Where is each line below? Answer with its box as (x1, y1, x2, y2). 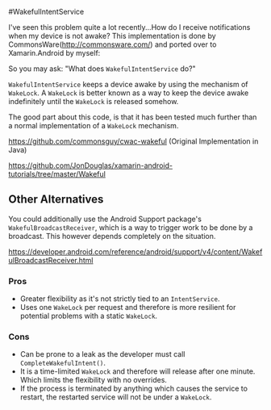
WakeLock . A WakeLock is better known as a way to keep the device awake (8, 88, 249, 98)
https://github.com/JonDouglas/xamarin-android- (8, 161, 173, 170)
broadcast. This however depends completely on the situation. (8, 231, 216, 241)
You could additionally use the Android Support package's (8, 214, 202, 224)
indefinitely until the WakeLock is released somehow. (8, 97, 179, 106)
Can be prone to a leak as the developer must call (19, 349, 186, 359)
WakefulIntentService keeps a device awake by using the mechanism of (8, 80, 248, 89)
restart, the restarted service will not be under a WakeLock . (19, 392, 212, 402)
